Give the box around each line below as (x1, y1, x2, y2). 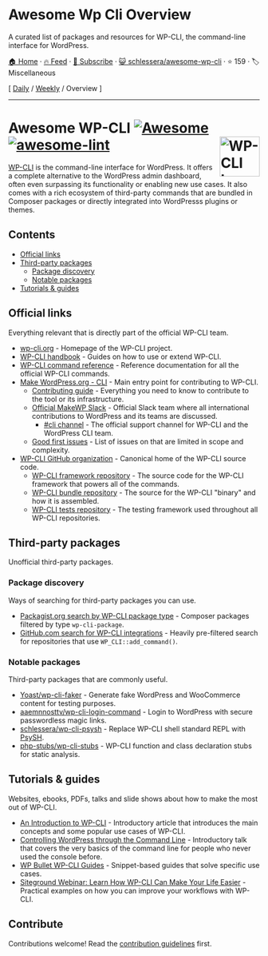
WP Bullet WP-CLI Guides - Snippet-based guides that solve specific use (19, 860, 260, 870)
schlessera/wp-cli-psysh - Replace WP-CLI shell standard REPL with (19, 723, 246, 733)
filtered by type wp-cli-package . (19, 619, 125, 629)
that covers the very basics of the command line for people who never (19, 843, 251, 853)
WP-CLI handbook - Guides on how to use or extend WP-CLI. (19, 352, 222, 361)
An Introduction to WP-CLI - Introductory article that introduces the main (19, 818, 258, 827)
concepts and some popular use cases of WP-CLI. (19, 826, 186, 836)
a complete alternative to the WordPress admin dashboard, (8, 170, 202, 181)
